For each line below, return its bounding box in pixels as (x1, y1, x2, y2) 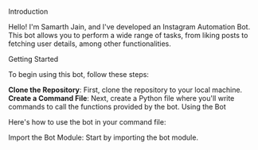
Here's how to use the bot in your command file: (8, 117, 166, 126)
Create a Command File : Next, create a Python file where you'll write (8, 94, 235, 102)
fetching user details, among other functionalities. (8, 39, 171, 48)
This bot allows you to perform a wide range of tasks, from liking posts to (8, 31, 248, 40)
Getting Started (8, 55, 59, 63)
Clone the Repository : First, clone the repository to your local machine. (8, 85, 243, 94)
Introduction (8, 7, 49, 16)
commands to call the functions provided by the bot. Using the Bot (8, 102, 226, 111)
